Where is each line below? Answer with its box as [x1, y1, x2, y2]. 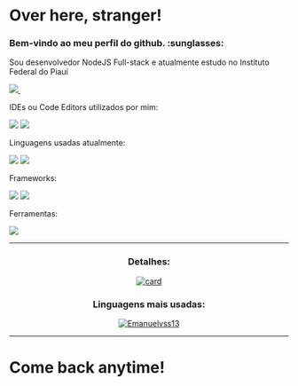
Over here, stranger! [9, 5, 162, 26]
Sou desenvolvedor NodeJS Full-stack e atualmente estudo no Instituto [9, 57, 271, 67]
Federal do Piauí [9, 67, 68, 77]
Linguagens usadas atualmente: [9, 138, 126, 148]
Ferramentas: [9, 209, 59, 219]
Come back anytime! [9, 358, 166, 378]
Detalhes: [127, 256, 171, 268]
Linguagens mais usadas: [92, 298, 206, 311]
